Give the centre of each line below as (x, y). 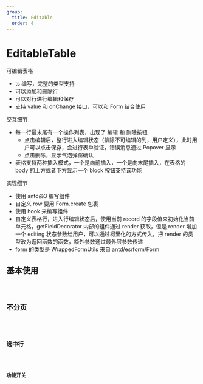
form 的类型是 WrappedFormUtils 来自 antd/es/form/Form (87, 249)
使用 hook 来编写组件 (42, 211)
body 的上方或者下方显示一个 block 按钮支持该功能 (79, 170)
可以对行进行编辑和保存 (44, 99)
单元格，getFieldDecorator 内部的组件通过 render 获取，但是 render (100, 227)
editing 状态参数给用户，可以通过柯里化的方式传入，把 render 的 (108, 234)
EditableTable (41, 53)
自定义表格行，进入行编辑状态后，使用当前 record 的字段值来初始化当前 (105, 219)
